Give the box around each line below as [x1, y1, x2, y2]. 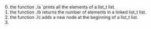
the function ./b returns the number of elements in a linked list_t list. [9, 9, 147, 15]
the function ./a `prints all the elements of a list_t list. [9, 4, 116, 10]
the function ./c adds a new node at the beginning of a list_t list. [9, 14, 138, 20]
